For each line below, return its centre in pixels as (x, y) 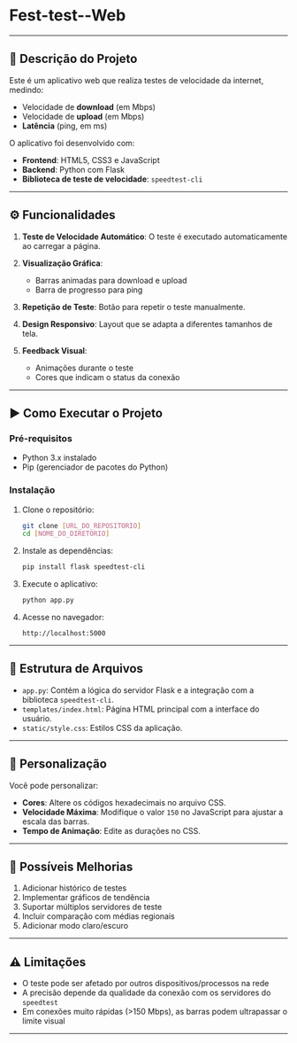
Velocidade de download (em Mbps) (89, 106)
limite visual (43, 1021)
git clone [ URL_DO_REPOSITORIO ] (81, 525)
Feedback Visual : (54, 350)
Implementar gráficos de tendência (86, 898)
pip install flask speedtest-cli (84, 567)
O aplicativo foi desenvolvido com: (72, 143)
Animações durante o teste (84, 368)
